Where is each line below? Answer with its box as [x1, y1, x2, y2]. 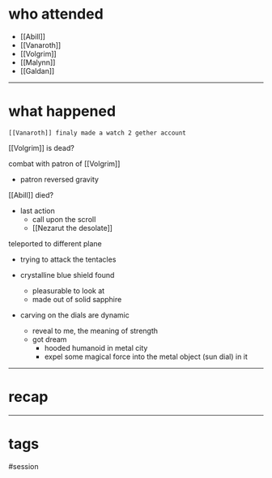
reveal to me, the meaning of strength [32, 326, 159, 335]
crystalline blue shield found [19, 270, 115, 280]
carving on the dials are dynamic [19, 309, 130, 320]
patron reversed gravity [19, 174, 100, 184]
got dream [32, 334, 67, 344]
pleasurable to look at [32, 285, 105, 296]
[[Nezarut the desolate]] [32, 223, 113, 233]
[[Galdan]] [19, 66, 55, 75]
